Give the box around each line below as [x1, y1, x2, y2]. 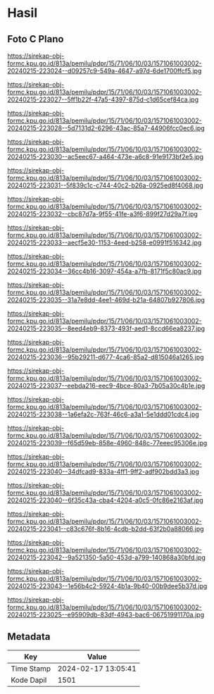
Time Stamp [11, 664, 51, 674]
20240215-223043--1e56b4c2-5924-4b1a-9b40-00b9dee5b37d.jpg [7, 582, 208, 590]
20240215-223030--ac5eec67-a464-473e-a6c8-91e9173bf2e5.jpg [7, 153, 204, 161]
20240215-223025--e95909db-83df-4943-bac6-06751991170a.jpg [7, 611, 204, 619]
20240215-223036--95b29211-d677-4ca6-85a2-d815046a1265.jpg [7, 353, 204, 361]
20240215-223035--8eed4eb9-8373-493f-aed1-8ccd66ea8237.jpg [7, 324, 206, 333]
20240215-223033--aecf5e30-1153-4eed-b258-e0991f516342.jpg [7, 238, 202, 247]
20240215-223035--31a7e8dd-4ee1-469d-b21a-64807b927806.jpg [7, 296, 206, 304]
